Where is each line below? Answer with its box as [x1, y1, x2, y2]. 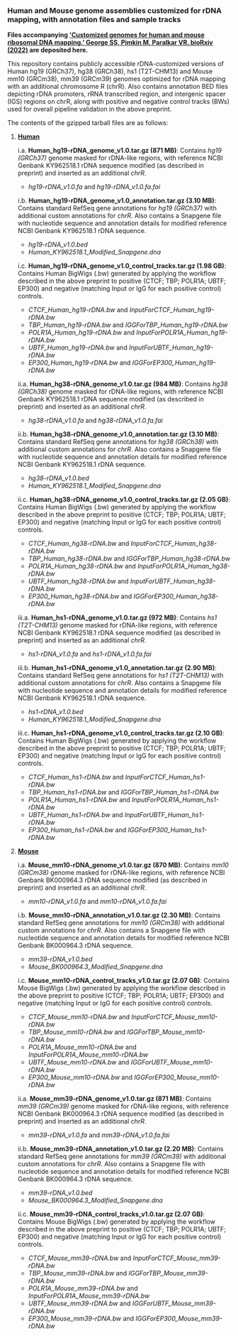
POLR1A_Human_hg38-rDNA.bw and [28, 562, 136, 571]
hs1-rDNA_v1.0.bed [28, 708, 84, 716]
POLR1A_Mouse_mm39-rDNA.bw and [28, 1284, 138, 1293]
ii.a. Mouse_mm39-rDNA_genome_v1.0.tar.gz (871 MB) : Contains [17, 1094, 212, 1103]
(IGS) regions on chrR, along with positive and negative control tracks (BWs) [7, 97, 230, 106]
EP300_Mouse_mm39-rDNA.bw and [28, 1314, 135, 1323]
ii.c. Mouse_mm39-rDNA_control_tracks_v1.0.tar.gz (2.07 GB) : [17, 1210, 205, 1219]
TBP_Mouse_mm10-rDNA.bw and [28, 1028, 126, 1036]
